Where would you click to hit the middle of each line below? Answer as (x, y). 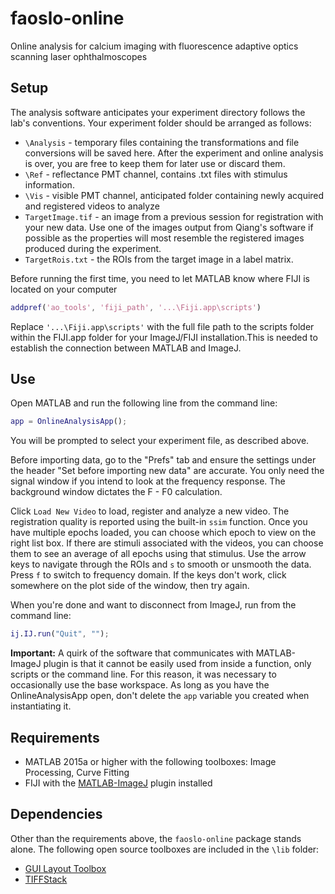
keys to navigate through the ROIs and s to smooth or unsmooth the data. (161, 564)
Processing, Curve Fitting (77, 772)
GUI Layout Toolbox (65, 868)
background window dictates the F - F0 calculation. (116, 492)
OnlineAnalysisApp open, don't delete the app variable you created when (160, 696)
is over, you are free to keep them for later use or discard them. (155, 163)
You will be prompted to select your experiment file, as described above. (160, 441)
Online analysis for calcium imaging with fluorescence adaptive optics (154, 46)
